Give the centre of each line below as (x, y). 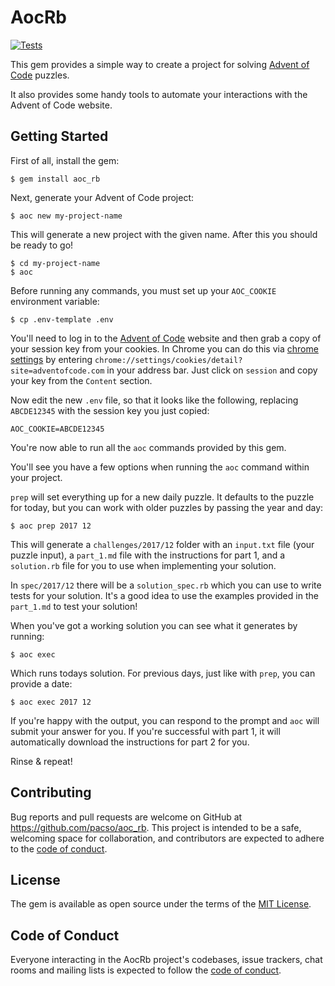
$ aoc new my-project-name (66, 216)
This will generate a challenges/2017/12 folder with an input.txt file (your (162, 544)
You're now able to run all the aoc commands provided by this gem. (148, 447)
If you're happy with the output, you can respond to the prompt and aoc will (165, 720)
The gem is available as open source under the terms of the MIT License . (161, 904)
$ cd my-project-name (55, 263)
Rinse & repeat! (41, 761)
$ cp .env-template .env (62, 319)
